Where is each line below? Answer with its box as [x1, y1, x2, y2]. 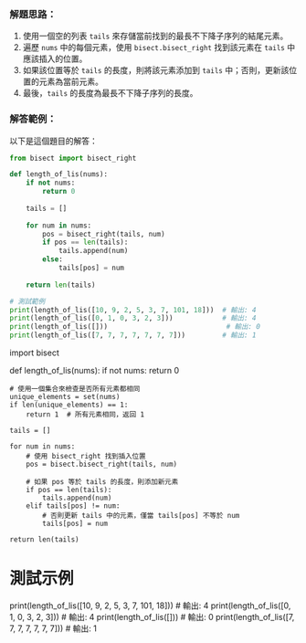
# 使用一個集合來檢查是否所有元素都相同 [9, 385, 141, 394]
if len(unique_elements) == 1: [9, 400, 129, 410]
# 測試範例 [9, 297, 46, 306]
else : [42, 255, 64, 264]
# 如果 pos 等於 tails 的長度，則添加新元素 [26, 478, 179, 487]
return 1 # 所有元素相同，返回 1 [26, 410, 144, 419]
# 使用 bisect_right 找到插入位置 [26, 452, 146, 461]
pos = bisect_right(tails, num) [42, 229, 166, 238]
